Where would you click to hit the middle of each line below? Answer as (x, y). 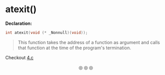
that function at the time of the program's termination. (74, 48)
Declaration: (19, 23)
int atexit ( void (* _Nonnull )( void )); (46, 32)
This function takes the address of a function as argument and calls (89, 42)
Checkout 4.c (19, 57)
